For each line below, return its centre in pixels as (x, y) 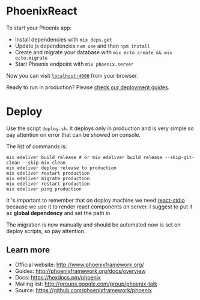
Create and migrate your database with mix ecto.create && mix (93, 52)
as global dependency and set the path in (58, 213)
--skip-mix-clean (44, 163)
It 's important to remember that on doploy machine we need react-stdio (95, 200)
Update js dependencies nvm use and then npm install (82, 46)
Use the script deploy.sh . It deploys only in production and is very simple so (100, 128)
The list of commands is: (37, 146)
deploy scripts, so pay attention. (46, 231)
